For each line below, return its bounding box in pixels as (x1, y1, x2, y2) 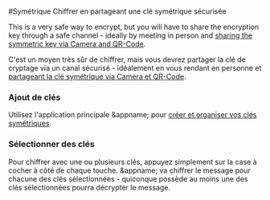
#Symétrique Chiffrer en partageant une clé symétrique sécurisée (8, 6, 227, 16)
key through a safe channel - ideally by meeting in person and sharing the (8, 31, 253, 40)
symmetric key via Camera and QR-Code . (8, 39, 146, 48)
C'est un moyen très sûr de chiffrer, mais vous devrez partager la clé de (8, 55, 247, 64)
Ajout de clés (8, 92, 61, 103)
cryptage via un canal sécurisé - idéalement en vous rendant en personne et (8, 63, 262, 72)
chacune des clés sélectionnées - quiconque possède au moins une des (8, 173, 248, 183)
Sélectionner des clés (8, 139, 95, 150)
